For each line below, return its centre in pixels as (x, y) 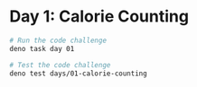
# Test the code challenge (60, 65)
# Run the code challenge (58, 40)
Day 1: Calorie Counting (99, 17)
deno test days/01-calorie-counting (78, 74)
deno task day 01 (42, 48)
